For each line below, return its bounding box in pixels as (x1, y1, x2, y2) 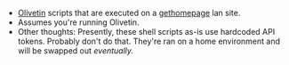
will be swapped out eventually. (17, 45, 134, 56)
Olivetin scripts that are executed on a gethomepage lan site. (17, 8, 241, 18)
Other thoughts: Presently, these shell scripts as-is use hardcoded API (17, 27, 276, 37)
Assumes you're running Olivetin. (17, 17, 140, 28)
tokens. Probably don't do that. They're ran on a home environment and (17, 36, 281, 46)
